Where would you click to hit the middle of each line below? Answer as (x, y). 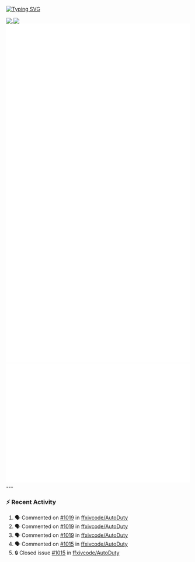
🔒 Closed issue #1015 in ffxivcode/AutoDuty (67, 553)
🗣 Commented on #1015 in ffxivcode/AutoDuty (71, 544)
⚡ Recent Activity (31, 502)
